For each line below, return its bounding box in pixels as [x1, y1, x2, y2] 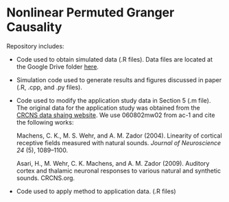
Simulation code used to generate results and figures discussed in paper [16, 75, 222, 84]
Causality [6, 19, 62, 35]
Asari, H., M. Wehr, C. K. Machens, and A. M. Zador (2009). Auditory [16, 159, 210, 167]
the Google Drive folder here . [16, 62, 99, 71]
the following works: [16, 118, 74, 126]
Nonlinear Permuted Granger [6, 5, 175, 21]
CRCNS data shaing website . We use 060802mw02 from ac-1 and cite [16, 111, 215, 119]
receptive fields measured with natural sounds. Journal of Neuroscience [16, 138, 221, 147]
